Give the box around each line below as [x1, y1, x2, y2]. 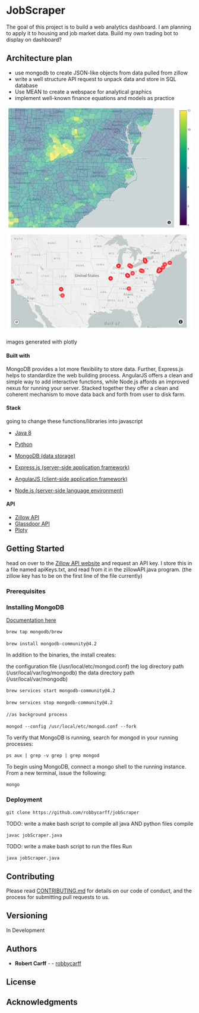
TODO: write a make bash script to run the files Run [6, 843, 132, 850]
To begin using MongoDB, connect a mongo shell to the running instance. [6, 763, 187, 770]
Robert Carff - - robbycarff [14, 959, 81, 966]
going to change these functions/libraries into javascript [6, 417, 143, 425]
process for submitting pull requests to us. [6, 894, 110, 901]
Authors [6, 944, 37, 954]
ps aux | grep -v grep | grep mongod [6, 752, 100, 758]
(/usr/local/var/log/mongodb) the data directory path [6, 669, 135, 676]
